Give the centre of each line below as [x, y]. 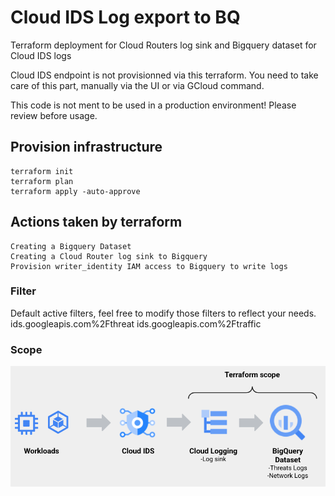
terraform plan [42, 181]
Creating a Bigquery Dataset [71, 246]
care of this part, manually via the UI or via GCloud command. [137, 85]
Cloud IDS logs [41, 55]
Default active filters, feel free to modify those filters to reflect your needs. [163, 313]
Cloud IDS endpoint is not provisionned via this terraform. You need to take [164, 75]
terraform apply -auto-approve [75, 191]
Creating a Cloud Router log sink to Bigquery [109, 256]
